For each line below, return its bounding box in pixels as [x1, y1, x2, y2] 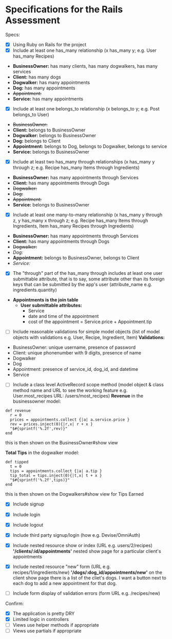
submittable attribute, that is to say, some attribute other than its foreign [12, 276, 165, 282]
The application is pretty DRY [12, 610, 75, 616]
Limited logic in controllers [12, 616, 69, 622]
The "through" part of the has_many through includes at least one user [12, 270, 163, 276]
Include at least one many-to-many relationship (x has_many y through [12, 212, 163, 218]
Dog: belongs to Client [12, 138, 61, 144]
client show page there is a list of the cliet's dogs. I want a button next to [12, 574, 167, 581]
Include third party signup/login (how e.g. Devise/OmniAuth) [12, 532, 141, 538]
